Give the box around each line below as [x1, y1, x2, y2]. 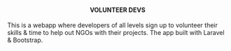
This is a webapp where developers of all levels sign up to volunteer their [7, 21, 218, 29]
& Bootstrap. [7, 36, 43, 45]
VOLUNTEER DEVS [90, 6, 146, 14]
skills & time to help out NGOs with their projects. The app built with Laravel [7, 29, 225, 37]
